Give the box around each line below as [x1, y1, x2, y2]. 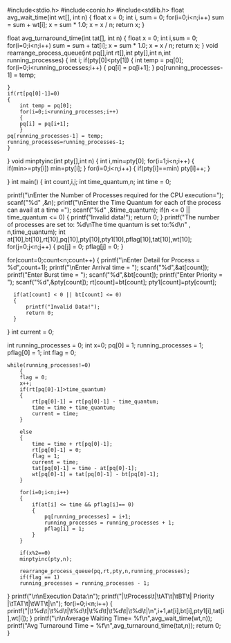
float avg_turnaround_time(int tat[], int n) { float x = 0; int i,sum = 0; [7, 34, 198, 42]
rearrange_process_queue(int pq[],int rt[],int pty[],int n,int [7, 48, 172, 57]
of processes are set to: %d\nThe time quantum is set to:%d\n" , [7, 221, 192, 228]
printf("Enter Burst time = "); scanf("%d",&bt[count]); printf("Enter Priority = [7, 271, 223, 279]
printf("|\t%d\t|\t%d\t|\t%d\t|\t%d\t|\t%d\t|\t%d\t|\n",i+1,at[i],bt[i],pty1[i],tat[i [7, 607, 225, 615]
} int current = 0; [7, 328, 55, 336]
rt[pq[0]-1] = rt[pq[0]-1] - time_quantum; [32, 398, 159, 405]
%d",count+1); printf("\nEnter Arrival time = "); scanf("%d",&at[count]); [7, 263, 210, 271]
